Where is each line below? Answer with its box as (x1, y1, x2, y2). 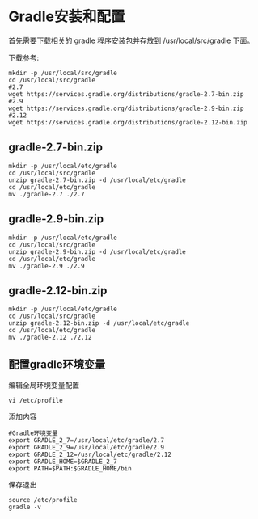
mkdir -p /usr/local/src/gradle (8, 69, 117, 77)
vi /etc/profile (8, 397, 63, 405)
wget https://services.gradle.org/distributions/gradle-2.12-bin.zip (8, 118, 248, 126)
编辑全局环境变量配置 (8, 381, 79, 390)
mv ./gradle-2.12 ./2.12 (8, 333, 92, 342)
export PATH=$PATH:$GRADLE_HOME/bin (8, 465, 132, 473)
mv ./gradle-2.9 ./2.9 (8, 262, 85, 270)
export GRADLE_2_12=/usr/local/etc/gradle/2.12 (8, 450, 172, 459)
